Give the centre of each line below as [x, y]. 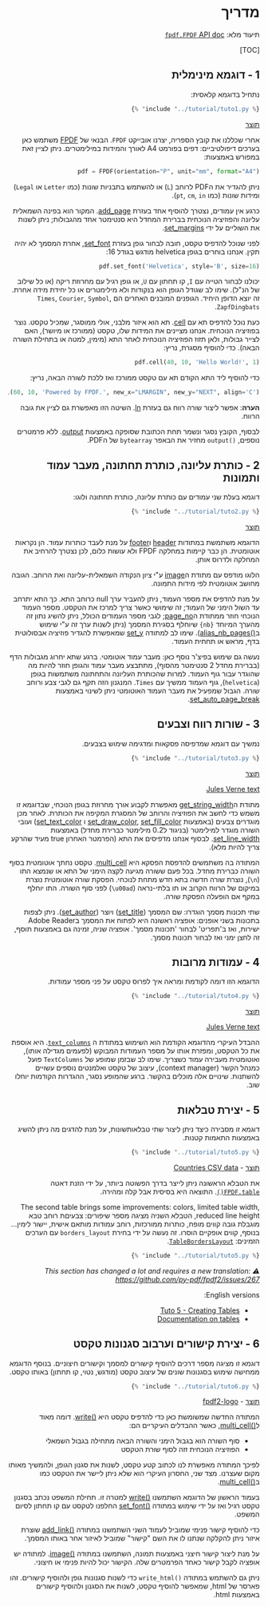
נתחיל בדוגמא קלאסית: [225, 94]
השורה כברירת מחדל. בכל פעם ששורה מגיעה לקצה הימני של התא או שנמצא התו [140, 871]
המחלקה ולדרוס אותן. [227, 559]
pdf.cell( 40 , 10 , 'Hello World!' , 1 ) [197, 363]
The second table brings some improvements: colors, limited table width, [140, 1206]
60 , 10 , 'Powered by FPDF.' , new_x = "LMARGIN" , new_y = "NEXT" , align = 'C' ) [136, 392]
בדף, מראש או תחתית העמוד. [215, 641]
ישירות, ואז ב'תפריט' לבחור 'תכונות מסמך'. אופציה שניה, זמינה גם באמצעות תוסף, [137, 928]
